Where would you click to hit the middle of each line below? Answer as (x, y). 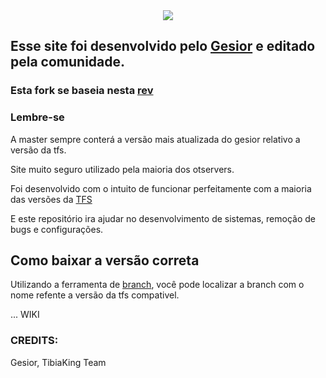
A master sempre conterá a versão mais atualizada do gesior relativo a (155, 139)
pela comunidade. (68, 62)
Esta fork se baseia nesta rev (82, 91)
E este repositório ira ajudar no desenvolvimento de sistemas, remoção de (163, 218)
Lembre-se (37, 117)
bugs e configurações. (57, 229)
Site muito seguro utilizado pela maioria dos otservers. (122, 169)
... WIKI (25, 315)
